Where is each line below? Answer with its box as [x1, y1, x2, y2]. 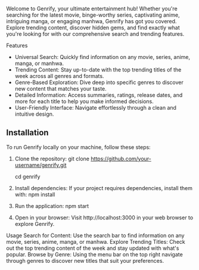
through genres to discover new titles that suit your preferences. [6, 257, 164, 264]
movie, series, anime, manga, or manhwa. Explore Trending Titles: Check [6, 238, 186, 245]
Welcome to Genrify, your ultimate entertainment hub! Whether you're [6, 5, 178, 12]
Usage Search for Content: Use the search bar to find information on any [6, 232, 185, 239]
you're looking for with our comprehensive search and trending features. [6, 30, 185, 38]
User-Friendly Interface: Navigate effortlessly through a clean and [14, 104, 177, 111]
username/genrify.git [14, 161, 67, 169]
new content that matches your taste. [14, 85, 107, 92]
